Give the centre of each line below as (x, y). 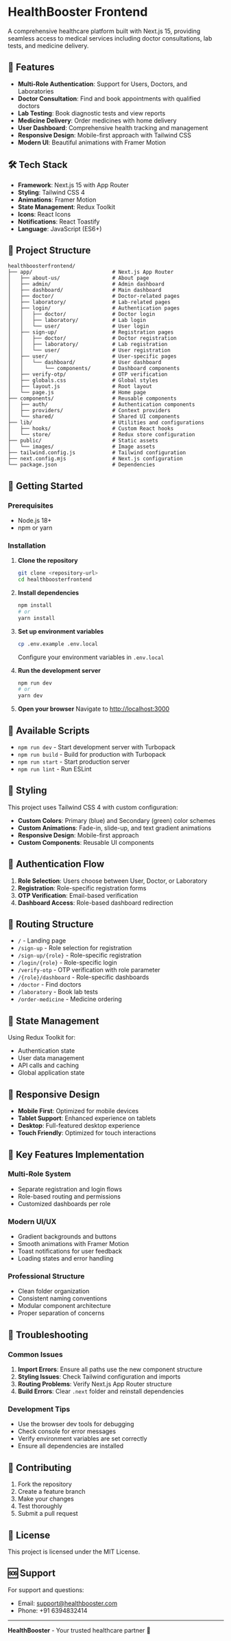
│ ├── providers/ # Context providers (89, 411)
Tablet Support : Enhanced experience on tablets (87, 1118)
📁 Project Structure (49, 250)
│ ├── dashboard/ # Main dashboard (85, 290)
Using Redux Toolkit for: (42, 1038)
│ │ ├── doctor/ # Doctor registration (92, 339)
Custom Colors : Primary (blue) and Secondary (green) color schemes (117, 820)
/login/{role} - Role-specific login (67, 963)
